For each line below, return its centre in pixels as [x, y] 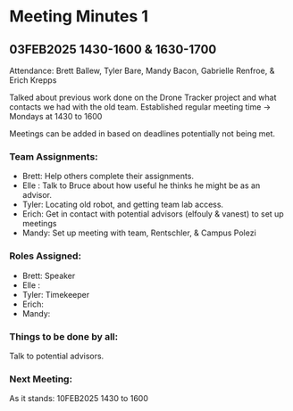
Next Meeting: [41, 379]
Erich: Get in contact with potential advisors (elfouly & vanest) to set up [153, 214]
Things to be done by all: [64, 336]
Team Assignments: [54, 156]
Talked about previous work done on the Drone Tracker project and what [143, 97]
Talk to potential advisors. [57, 356]
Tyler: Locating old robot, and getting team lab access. [123, 205]
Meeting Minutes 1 [79, 16]
